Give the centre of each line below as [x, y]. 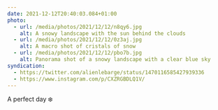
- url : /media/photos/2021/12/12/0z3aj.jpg [78, 40]
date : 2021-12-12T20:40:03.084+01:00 [62, 14]
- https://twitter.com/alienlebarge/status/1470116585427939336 [109, 72]
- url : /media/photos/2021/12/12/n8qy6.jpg [78, 27]
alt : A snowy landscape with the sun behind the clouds [103, 33]
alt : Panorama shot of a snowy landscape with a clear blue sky [115, 60]
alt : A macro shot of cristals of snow [78, 46]
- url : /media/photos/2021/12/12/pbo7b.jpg [78, 53]
